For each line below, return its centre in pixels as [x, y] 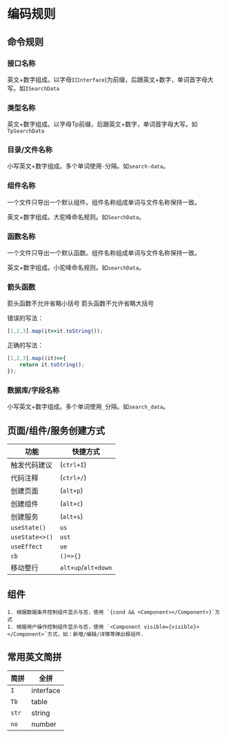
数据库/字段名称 [33, 390]
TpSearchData [26, 131]
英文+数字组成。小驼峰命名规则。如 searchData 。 [76, 267]
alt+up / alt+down [86, 567]
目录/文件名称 [30, 150]
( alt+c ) [71, 503]
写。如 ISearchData [33, 88]
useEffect [27, 546]
